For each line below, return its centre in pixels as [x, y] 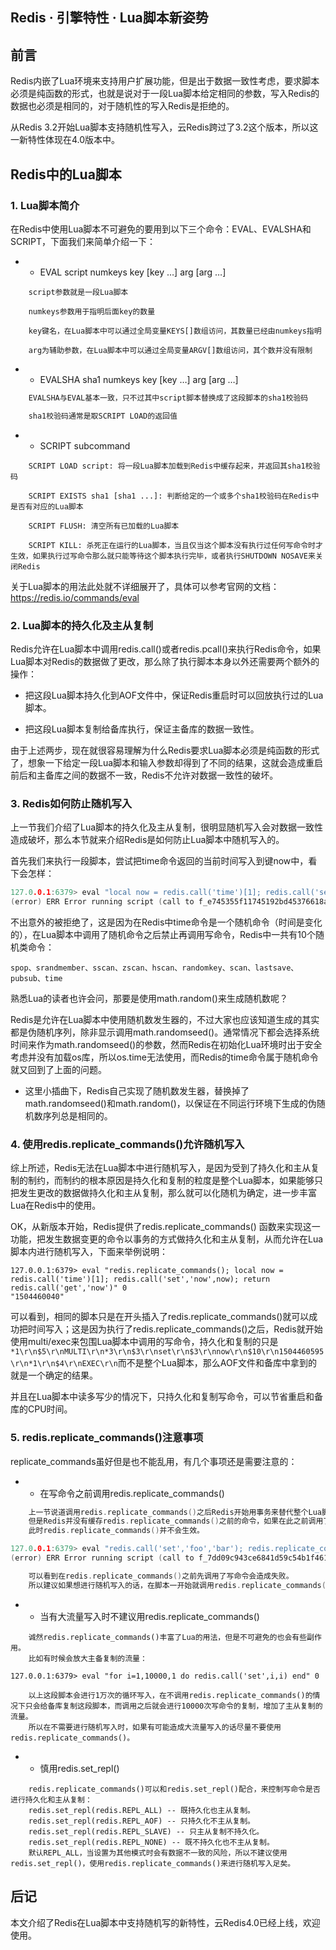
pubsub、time [36, 978]
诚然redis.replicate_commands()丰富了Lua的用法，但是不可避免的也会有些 [168, 1637]
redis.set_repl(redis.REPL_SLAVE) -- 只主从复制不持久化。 [146, 1831]
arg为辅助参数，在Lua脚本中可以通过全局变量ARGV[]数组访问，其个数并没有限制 [170, 350]
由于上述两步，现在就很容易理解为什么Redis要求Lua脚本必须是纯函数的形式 [165, 750]
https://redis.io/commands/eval [75, 597]
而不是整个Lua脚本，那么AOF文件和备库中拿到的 [217, 1363]
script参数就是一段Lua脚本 [78, 292]
